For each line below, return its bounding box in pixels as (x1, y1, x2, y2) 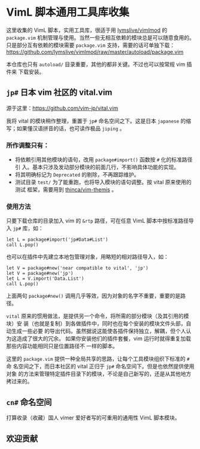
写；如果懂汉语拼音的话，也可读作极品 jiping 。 (6, 124, 125, 132)
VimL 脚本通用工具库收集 (6, 5, 130, 19)
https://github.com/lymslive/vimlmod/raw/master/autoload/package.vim (6, 48, 184, 55)
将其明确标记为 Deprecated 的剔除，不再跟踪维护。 (14, 171, 140, 178)
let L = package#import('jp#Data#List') (6, 237, 109, 243)
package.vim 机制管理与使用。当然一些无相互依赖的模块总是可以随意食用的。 (6, 34, 195, 41)
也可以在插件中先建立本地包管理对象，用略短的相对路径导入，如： (6, 253, 169, 261)
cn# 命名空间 (6, 397, 52, 407)
